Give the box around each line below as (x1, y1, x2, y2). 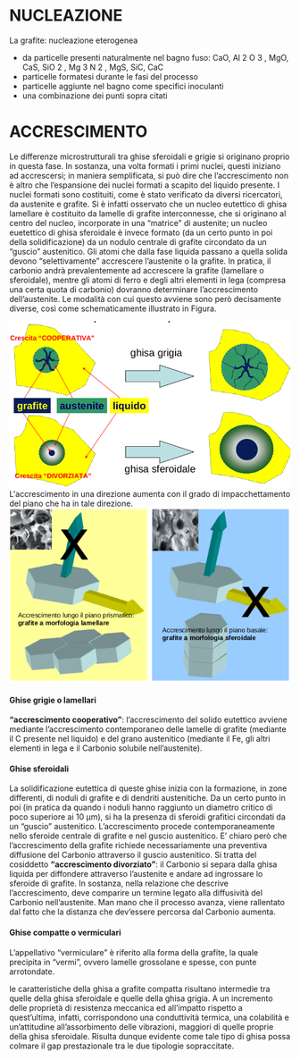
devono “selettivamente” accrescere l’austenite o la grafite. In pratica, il (9, 256, 271, 266)
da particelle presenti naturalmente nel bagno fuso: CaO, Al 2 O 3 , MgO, (21, 52, 289, 63)
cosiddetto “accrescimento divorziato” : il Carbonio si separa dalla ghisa (9, 859, 278, 870)
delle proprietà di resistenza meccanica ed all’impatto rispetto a (9, 1002, 243, 1013)
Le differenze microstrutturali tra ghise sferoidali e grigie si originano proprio (9, 151, 290, 162)
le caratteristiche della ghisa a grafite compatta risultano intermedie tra (9, 983, 271, 994)
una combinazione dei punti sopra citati (21, 90, 168, 101)
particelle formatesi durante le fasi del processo (21, 71, 199, 81)
